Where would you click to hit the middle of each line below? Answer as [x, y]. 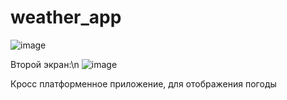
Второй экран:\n [45, 64]
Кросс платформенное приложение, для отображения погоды [143, 83]
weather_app [66, 17]
